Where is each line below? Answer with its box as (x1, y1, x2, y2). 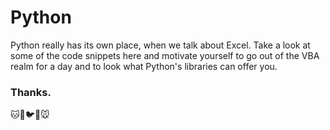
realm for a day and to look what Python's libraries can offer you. (10, 60, 278, 72)
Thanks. (10, 85, 52, 99)
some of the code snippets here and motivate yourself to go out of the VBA (10, 49, 320, 61)
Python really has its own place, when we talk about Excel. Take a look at (10, 39, 311, 51)
